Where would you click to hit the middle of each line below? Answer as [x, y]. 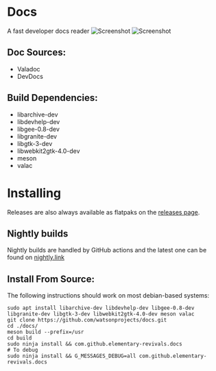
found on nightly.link [36, 257]
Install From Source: [51, 279]
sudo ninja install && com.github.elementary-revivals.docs [95, 344]
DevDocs [30, 76]
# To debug [23, 350]
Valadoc [28, 69]
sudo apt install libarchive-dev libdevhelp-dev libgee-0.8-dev [101, 308]
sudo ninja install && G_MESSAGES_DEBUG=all [72, 356]
